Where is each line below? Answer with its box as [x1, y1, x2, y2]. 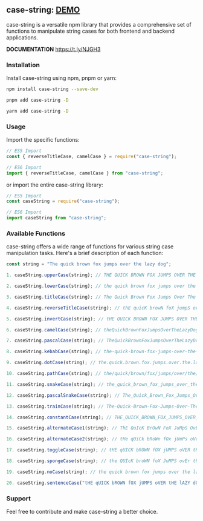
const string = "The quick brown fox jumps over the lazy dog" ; [6, 261, 172, 267]
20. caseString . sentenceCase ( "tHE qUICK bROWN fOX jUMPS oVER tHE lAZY [6, 480, 190, 486]
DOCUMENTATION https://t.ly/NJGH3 [6, 45, 101, 53]
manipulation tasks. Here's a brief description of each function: [6, 250, 164, 257]
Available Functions [6, 229, 65, 237]
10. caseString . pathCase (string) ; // [6, 371, 101, 377]
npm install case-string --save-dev [6, 86, 98, 93]
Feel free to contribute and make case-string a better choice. [6, 508, 158, 515]
